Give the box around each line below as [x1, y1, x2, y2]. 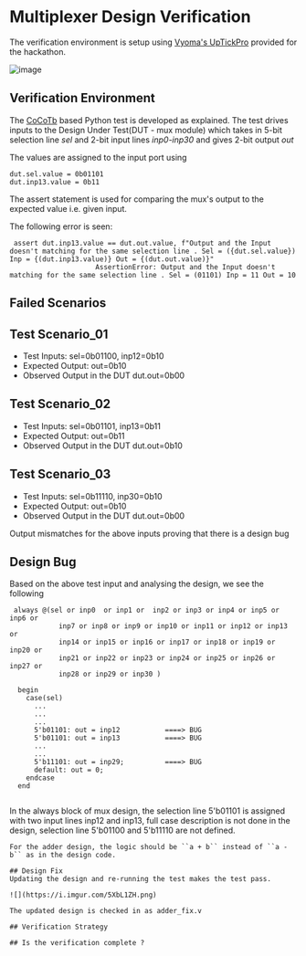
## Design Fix [9, 867, 64, 876]
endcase [26, 773, 55, 783]
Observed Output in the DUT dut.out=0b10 [22, 440, 183, 451]
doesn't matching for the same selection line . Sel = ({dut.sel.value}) [9, 247, 297, 256]
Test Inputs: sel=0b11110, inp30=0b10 [22, 490, 163, 501]
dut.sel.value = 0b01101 [9, 169, 104, 179]
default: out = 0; [33, 765, 104, 775]
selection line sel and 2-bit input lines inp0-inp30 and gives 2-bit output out [9, 134, 294, 145]
